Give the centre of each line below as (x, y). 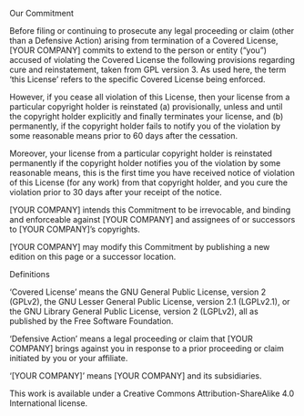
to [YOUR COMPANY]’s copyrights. (75, 229)
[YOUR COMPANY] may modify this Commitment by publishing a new (140, 247)
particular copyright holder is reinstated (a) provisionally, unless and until (146, 107)
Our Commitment (42, 13)
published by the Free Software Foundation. (91, 321)
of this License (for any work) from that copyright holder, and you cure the (149, 182)
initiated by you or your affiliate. (69, 358)
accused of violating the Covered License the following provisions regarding (152, 60)
